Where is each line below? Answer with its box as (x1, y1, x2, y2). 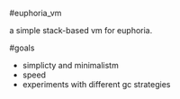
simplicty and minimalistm (22, 60, 119, 70)
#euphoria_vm (9, 8, 62, 18)
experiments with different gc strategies (22, 79, 171, 89)
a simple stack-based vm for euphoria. (9, 25, 153, 35)
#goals (9, 42, 35, 53)
